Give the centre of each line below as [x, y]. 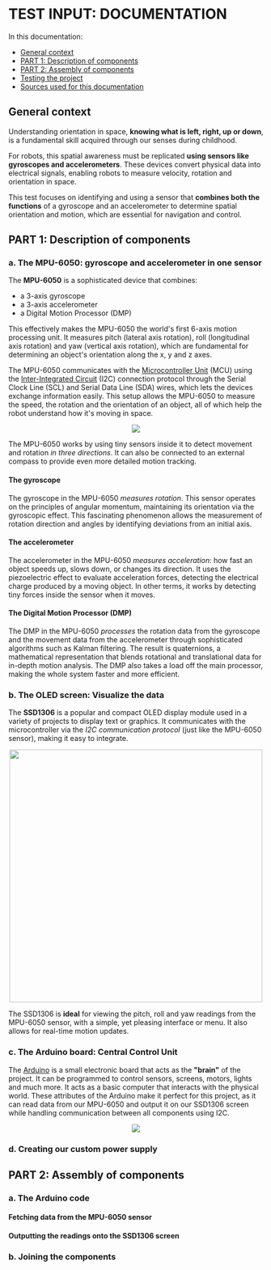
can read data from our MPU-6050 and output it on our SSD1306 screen [129, 1104]
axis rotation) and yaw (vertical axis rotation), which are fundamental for [129, 346]
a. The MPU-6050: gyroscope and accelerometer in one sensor [135, 263]
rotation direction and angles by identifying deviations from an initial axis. [130, 523]
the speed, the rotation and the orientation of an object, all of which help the [135, 404]
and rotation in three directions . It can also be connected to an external [127, 453]
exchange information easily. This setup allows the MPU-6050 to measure [132, 396]
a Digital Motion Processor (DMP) [76, 313]
